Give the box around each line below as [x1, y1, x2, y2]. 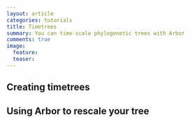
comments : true [6, 36, 51, 43]
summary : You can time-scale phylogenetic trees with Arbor [6, 29, 186, 37]
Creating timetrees [6, 82, 90, 93]
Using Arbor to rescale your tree [6, 105, 149, 117]
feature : [13, 49, 38, 56]
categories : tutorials [6, 17, 73, 24]
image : [6, 42, 26, 49]
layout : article [6, 10, 54, 17]
